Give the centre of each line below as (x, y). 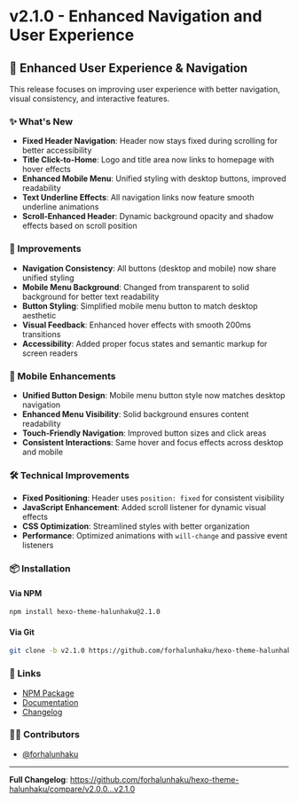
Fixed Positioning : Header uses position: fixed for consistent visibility (153, 498)
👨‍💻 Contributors (45, 735)
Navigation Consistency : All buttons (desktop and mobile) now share (149, 268)
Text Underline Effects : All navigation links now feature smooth (138, 198)
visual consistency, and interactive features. (90, 98)
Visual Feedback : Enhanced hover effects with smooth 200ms (136, 325)
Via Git (22, 632)
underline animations (60, 207)
